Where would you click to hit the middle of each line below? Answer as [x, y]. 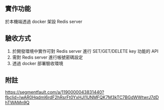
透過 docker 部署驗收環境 [38, 63]
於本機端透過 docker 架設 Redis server [44, 22]
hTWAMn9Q [17, 103]
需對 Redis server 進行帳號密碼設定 [47, 57]
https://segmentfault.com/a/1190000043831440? [55, 92]
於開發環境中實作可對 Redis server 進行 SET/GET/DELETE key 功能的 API [85, 51]
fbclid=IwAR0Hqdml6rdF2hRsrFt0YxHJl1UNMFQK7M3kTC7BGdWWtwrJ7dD [82, 97]
